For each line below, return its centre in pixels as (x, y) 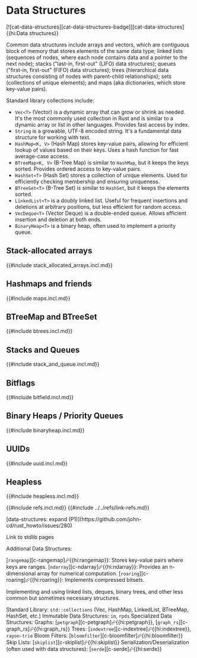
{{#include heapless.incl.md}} (43, 496)
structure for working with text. (53, 137)
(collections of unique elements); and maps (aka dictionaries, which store (96, 82)
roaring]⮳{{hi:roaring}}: (35, 580)
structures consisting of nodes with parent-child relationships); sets (89, 76)
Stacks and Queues (43, 350)
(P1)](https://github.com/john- (105, 519)
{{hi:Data (17, 33)
